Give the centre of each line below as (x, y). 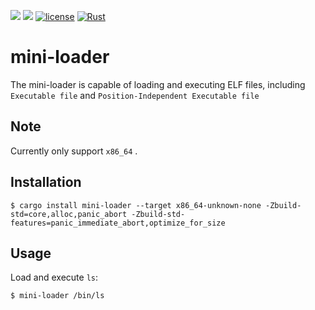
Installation (46, 182)
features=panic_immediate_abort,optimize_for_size (118, 223)
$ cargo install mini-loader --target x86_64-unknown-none (136, 205)
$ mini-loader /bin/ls (57, 296)
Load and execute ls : (54, 277)
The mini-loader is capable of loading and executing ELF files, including (158, 84)
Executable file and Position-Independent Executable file (135, 95)
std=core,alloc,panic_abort (69, 214)
